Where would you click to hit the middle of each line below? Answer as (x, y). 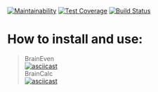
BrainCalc (39, 73)
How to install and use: (75, 39)
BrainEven (39, 58)
